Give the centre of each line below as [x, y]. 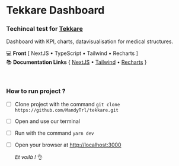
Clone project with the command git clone [67, 104]
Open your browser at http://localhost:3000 [68, 145]
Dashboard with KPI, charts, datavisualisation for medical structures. [90, 41]
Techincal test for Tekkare [44, 29]
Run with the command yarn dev [54, 133]
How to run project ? [36, 91]
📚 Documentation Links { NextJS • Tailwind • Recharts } [76, 62]
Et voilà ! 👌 [29, 157]
